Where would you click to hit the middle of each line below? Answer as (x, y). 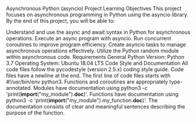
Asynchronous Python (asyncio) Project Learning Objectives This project (94, 8)
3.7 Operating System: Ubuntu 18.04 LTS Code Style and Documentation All (97, 63)
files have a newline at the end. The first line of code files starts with (88, 76)
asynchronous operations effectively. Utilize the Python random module (92, 51)
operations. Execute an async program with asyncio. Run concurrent (89, 38)
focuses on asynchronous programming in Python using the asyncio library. (97, 15)
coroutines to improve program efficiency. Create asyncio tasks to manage (96, 44)
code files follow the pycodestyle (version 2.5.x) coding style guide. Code (95, 69)
